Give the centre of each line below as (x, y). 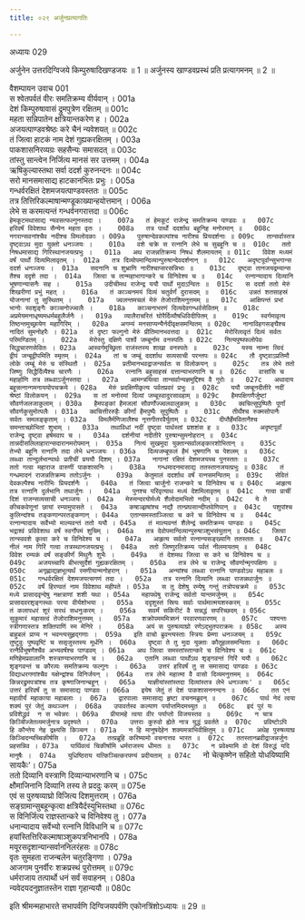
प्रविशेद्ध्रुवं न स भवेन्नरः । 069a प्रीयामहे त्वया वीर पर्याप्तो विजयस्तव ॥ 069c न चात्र (141, 714)
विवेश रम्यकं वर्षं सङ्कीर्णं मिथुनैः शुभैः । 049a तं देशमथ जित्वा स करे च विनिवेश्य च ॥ (140, 555)
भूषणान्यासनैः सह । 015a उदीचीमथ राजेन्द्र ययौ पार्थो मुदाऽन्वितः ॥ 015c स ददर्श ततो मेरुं (150, 284)
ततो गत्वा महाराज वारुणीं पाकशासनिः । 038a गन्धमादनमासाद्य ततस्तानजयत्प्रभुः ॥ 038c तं (147, 467)
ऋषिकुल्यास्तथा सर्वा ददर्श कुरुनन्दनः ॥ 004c (75, 170)
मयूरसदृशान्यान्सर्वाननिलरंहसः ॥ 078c (64, 846)
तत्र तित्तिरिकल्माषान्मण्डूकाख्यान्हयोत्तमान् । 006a (80, 200)
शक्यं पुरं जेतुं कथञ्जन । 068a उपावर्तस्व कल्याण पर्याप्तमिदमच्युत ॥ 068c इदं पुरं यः (141, 706)
